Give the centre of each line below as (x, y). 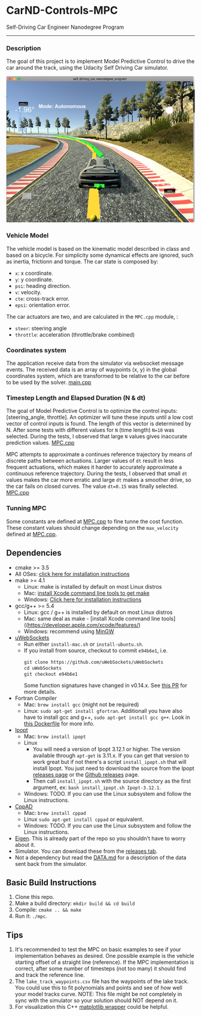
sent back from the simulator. (51, 864)
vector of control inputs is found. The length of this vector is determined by (99, 424)
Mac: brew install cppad (55, 813)
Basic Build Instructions (51, 882)
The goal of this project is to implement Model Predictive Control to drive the (100, 61)
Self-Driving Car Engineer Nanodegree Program (65, 27)
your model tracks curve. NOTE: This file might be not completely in (98, 994)
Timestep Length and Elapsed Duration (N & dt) (76, 398)
